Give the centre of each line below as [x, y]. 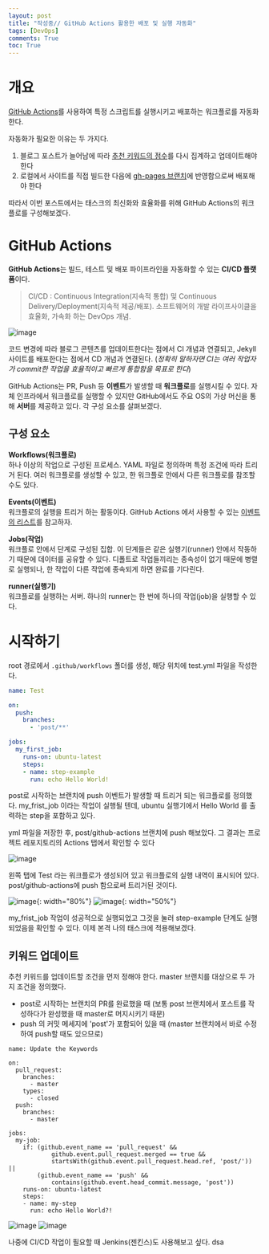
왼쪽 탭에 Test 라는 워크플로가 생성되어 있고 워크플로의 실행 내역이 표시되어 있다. [134, 875]
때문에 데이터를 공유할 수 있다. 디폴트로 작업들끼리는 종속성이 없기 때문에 [130, 559]
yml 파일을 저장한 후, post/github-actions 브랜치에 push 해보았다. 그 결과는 [127, 833]
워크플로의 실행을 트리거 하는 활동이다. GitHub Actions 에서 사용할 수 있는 [124, 511]
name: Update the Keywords [53, 1049]
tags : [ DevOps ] [34, 31]
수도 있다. [23, 484]
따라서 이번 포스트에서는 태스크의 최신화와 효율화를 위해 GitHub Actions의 [124, 203]
